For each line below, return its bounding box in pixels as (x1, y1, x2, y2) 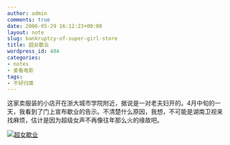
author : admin (7, 10, 48, 17)
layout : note (7, 29, 44, 36)
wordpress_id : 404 (7, 48, 60, 55)
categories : (7, 54, 41, 61)
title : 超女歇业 (7, 42, 49, 48)
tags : (7, 73, 23, 80)
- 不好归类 (7, 80, 34, 86)
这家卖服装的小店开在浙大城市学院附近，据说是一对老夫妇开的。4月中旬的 (7, 99, 216, 108)
